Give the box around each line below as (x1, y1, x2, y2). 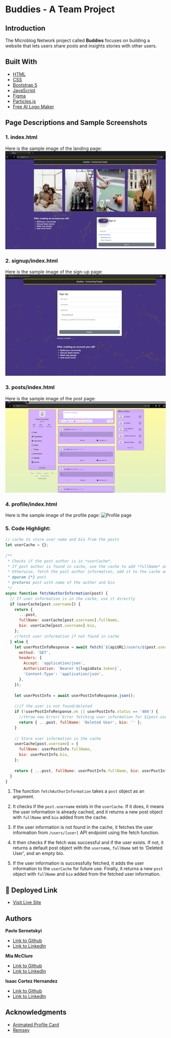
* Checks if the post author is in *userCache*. (7, 558, 113, 564)
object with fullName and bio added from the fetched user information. (12, 871, 161, 877)
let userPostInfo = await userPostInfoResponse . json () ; (14, 693, 136, 698)
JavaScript (12, 87, 36, 93)
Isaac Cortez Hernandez (5, 978, 58, 984)
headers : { (18, 655, 42, 661)
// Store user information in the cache (14, 736, 101, 741)
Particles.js (12, 98, 36, 104)
